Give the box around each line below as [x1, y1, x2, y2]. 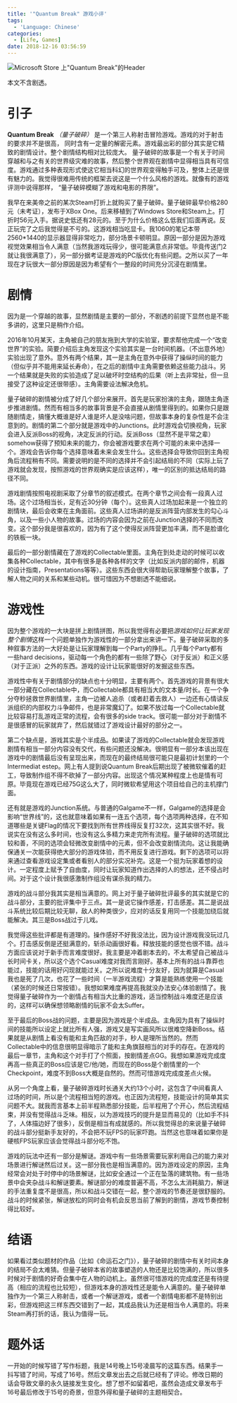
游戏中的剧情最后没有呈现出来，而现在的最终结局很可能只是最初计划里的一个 [7, 753, 229, 761]
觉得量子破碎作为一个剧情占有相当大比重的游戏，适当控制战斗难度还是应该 [7, 992, 223, 1000]
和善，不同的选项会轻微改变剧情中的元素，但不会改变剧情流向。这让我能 [13, 838, 223, 847]
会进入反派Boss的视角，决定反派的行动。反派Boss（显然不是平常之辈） [7, 429, 214, 438]
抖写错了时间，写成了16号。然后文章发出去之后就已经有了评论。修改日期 [7, 1370, 217, 1378]
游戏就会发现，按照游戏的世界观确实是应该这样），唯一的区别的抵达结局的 [7, 465, 220, 473]
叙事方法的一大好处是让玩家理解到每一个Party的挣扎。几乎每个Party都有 [13, 644, 224, 652]
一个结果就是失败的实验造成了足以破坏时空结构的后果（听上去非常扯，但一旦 [7, 371, 229, 379]
